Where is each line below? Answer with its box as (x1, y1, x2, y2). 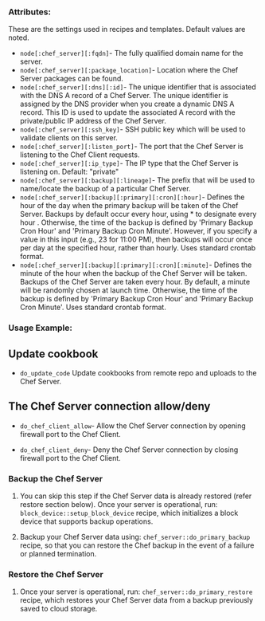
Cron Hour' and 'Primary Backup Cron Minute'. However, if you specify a (19, 226, 258, 236)
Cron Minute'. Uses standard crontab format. (19, 302, 167, 312)
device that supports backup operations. (19, 517, 154, 526)
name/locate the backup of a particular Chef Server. (19, 184, 191, 194)
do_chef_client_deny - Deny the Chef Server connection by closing (19, 445, 239, 454)
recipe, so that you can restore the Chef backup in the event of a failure (19, 540, 255, 550)
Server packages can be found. (19, 74, 123, 84)
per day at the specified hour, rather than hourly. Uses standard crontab (19, 243, 256, 253)
